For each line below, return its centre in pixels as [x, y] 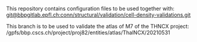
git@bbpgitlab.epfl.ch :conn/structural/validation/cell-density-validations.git [98, 15]
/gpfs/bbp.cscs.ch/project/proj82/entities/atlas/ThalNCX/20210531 [88, 33]
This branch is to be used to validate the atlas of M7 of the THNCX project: [98, 26]
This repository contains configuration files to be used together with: [90, 9]
